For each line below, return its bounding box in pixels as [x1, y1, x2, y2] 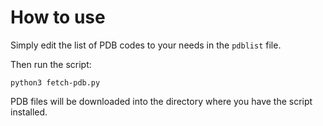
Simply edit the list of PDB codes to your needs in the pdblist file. [10, 39, 282, 51]
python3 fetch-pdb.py [10, 77, 101, 88]
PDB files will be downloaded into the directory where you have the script [10, 95, 313, 107]
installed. [10, 106, 48, 118]
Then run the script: [10, 58, 92, 70]
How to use [10, 6, 106, 29]
